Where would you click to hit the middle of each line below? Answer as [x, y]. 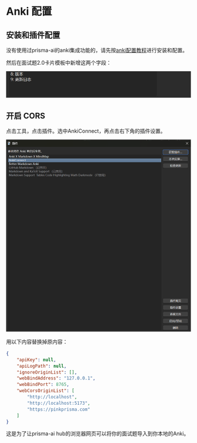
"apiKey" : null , [37, 360]
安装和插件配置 [33, 35]
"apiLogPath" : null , [42, 366]
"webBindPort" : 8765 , [43, 385]
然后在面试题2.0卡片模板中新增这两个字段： [59, 63]
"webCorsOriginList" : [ [46, 391]
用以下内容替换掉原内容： [37, 341]
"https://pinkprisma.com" [59, 409]
